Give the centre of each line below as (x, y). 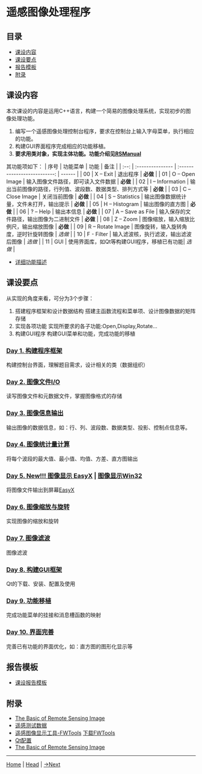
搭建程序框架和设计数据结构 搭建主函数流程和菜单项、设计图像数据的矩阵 (105, 311)
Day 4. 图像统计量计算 (38, 444)
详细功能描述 (31, 261)
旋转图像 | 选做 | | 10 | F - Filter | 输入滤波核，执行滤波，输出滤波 (112, 234)
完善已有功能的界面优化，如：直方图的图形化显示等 (69, 646)
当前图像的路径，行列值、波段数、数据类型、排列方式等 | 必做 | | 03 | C (99, 189)
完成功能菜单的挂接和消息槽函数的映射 (54, 615)
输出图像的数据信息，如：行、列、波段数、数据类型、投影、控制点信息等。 (98, 427)
